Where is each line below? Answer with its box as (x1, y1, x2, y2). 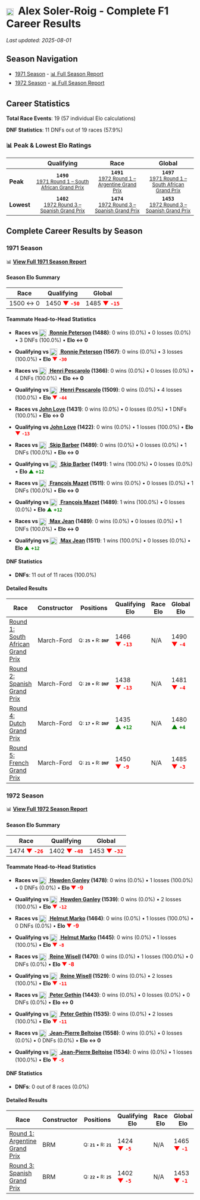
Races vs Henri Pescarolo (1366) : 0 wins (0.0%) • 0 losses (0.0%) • (14, 367, 194, 375)
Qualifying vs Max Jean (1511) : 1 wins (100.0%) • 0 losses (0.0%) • (14, 536, 191, 544)
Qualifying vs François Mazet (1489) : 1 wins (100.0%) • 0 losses (14, 499, 185, 506)
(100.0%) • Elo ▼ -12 (14, 903, 67, 910)
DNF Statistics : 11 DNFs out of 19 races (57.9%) (6, 126, 123, 133)
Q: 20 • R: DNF (78, 680, 110, 688)
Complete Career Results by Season (6, 226, 143, 237)
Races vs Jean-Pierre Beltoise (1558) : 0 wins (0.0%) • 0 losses (14, 1029, 183, 1037)
